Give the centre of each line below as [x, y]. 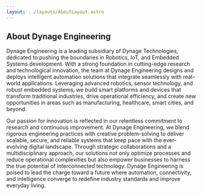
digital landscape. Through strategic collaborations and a [100, 147]
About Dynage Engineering [59, 37]
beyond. [17, 109]
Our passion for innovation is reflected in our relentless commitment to [95, 121]
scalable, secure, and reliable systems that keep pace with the [84, 140]
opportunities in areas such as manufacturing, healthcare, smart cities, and [100, 103]
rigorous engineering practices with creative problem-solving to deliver [95, 134]
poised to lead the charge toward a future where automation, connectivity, [99, 173]
